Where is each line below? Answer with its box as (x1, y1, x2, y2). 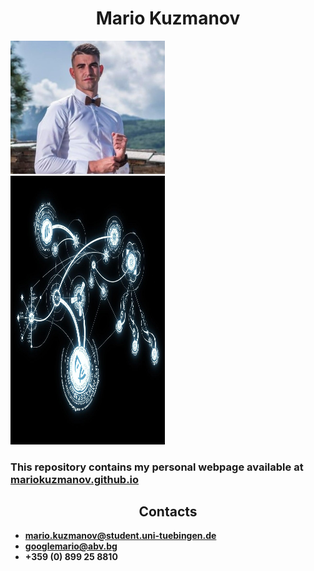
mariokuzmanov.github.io (10, 472, 140, 486)
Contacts (138, 503, 198, 520)
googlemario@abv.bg (24, 540, 118, 552)
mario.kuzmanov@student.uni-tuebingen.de (24, 530, 217, 542)
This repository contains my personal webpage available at (10, 460, 304, 474)
